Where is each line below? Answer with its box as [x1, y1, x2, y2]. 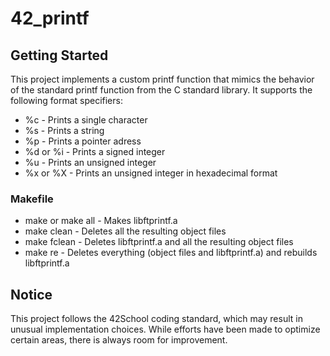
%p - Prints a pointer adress [24, 135, 142, 147]
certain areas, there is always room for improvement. [10, 334, 228, 346]
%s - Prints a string [24, 125, 105, 136]
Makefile [10, 192, 54, 206]
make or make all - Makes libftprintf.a [24, 215, 178, 227]
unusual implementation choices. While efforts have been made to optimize [10, 323, 321, 336]
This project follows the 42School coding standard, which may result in [10, 313, 303, 325]
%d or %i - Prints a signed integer [24, 146, 166, 157]
